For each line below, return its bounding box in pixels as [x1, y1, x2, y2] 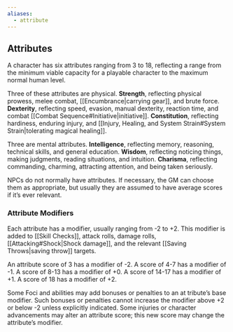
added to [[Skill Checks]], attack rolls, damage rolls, [7, 231, 157, 240]
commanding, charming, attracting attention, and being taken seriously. [7, 162, 213, 171]
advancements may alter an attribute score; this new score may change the [7, 310, 225, 319]
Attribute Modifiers [7, 208, 74, 218]
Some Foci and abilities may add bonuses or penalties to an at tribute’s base [7, 288, 227, 297]
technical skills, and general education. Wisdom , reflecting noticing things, [7, 147, 223, 156]
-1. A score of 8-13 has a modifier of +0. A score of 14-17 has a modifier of [7, 267, 222, 276]
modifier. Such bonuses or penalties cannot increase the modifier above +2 [7, 296, 225, 304]
